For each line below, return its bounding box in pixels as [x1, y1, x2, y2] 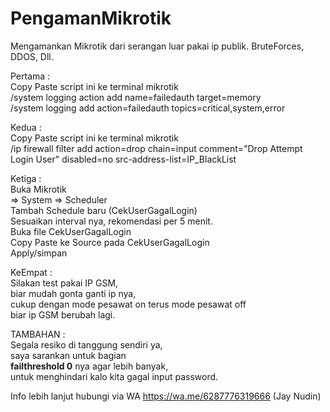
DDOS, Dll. [10, 50, 54, 62]
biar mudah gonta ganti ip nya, [10, 287, 137, 299]
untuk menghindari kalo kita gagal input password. [10, 370, 219, 382]
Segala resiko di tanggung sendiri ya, [10, 338, 163, 351]
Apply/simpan [10, 247, 68, 259]
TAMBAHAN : [10, 328, 66, 340]
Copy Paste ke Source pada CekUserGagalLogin [10, 236, 210, 248]
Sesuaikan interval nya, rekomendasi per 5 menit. [10, 215, 213, 227]
